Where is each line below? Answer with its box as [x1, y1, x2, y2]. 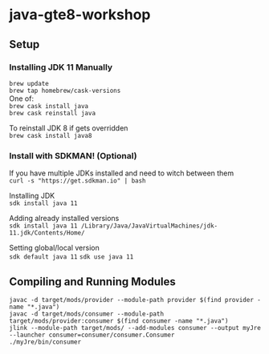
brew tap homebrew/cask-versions [9, 86, 121, 95]
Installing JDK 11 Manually [9, 62, 113, 73]
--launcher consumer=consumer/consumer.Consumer [9, 331, 175, 339]
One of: [9, 94, 35, 103]
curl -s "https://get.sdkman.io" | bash [9, 177, 147, 185]
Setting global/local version [9, 243, 100, 253]
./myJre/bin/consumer [9, 338, 82, 346]
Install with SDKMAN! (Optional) [9, 150, 137, 161]
